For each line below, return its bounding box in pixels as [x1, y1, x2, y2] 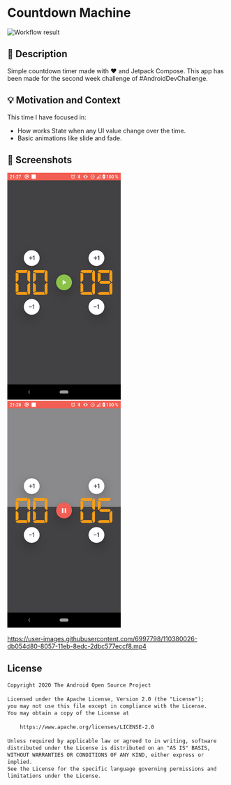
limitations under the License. [7, 772, 101, 779]
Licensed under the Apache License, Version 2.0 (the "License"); [7, 696, 204, 703]
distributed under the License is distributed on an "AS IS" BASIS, [7, 745, 211, 752]
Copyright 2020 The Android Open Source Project [7, 682, 151, 689]
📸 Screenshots [7, 154, 73, 165]
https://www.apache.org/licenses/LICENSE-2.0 [20, 724, 155, 731]
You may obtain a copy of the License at [7, 710, 130, 717]
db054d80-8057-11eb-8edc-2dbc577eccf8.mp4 [7, 642, 147, 650]
